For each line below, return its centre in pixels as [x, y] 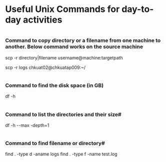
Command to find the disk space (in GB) [54, 85]
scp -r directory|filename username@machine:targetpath [64, 57]
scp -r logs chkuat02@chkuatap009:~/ [45, 67]
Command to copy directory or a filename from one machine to [83, 40]
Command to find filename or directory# [55, 143]
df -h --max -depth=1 [27, 125]
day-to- [138, 9]
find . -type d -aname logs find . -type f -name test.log [61, 154]
